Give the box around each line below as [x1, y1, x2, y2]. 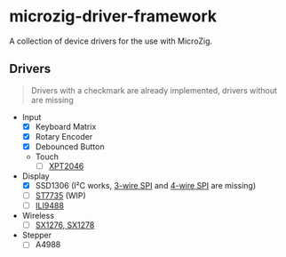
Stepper [21, 229, 52, 241]
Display [21, 171, 51, 181]
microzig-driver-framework [9, 6, 218, 27]
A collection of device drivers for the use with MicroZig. [9, 36, 213, 46]
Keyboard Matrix [35, 121, 97, 132]
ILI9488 [35, 200, 65, 211]
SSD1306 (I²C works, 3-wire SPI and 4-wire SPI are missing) [35, 181, 257, 190]
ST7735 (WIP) [35, 190, 86, 201]
